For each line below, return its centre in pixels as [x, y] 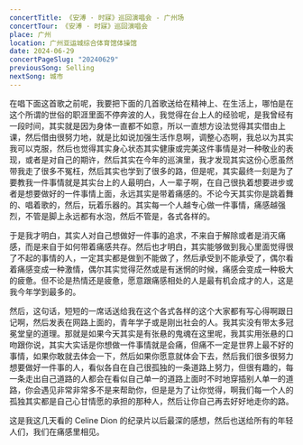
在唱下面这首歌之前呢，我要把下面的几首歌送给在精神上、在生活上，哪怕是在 [151, 103]
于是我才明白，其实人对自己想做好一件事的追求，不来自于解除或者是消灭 [143, 235]
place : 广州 [30, 34]
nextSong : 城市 [37, 77]
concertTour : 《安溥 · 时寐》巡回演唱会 [79, 26]
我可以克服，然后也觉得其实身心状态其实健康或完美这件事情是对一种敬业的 [147, 148]
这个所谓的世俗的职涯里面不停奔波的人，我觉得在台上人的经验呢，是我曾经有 [151, 115]
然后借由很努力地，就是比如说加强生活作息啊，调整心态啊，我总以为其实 [159, 137]
